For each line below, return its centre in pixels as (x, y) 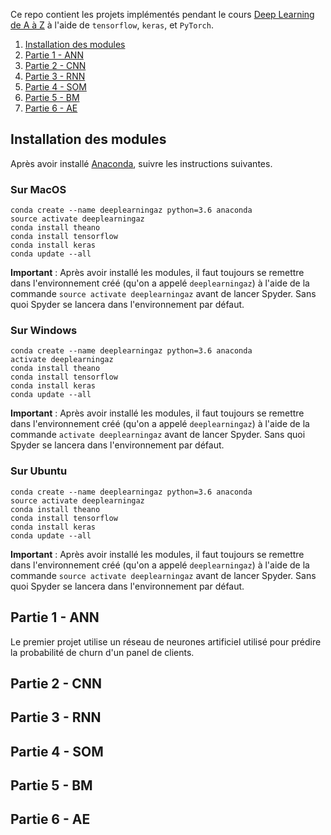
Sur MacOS (38, 189)
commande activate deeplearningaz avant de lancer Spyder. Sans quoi (158, 435)
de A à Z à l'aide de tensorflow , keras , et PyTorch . (112, 25)
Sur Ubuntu (39, 471)
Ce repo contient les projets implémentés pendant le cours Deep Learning (162, 14)
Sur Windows (44, 331)
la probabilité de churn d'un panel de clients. (102, 652)
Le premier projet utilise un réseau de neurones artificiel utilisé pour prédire (166, 641)
